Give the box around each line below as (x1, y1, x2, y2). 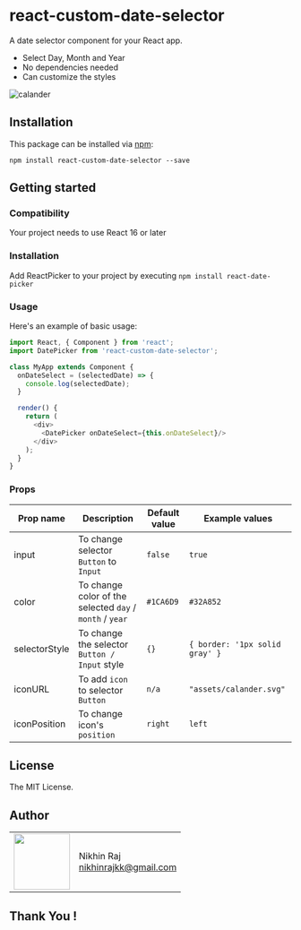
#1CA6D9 (146, 597, 179, 607)
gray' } (188, 648, 222, 659)
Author (9, 807, 49, 822)
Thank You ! (9, 908, 78, 924)
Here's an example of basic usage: (9, 321, 137, 332)
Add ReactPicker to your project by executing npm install (9, 270, 223, 280)
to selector (77, 684, 124, 696)
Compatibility (9, 207, 70, 220)
